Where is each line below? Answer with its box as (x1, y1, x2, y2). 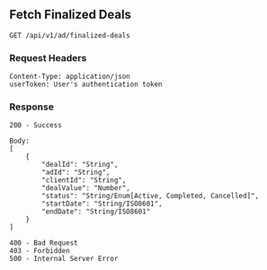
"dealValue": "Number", (41, 184, 130, 193)
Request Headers (9, 51, 87, 64)
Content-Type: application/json (9, 72, 130, 82)
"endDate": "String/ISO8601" (41, 207, 151, 216)
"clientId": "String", (41, 176, 127, 185)
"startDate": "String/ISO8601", (41, 199, 164, 209)
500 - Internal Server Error (9, 255, 119, 264)
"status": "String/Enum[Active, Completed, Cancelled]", (41, 192, 259, 201)
